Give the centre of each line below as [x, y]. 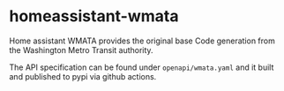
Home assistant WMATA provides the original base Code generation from [142, 41]
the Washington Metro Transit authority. [81, 49]
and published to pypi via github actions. [83, 76]
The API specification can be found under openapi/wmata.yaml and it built [142, 67]
